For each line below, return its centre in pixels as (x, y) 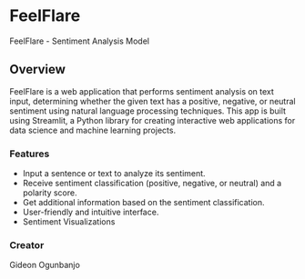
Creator (27, 244)
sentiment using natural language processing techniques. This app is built (148, 111)
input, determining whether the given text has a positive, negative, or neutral (152, 101)
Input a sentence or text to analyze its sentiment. (114, 174)
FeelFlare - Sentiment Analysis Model (80, 41)
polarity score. (50, 193)
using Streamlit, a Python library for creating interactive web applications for (152, 120)
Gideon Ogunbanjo (45, 265)
